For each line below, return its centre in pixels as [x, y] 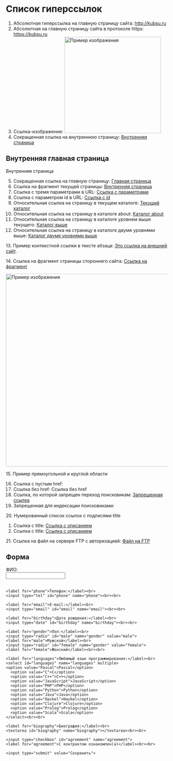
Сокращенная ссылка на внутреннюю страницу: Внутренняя [80, 137]
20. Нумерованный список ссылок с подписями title [63, 515]
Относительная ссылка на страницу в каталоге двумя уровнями [84, 230]
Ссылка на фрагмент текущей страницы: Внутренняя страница [82, 186]
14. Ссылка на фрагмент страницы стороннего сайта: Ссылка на [77, 261]
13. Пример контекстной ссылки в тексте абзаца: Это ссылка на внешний [86, 245]
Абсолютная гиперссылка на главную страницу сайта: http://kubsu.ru [90, 23]
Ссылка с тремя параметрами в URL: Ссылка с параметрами [81, 192]
